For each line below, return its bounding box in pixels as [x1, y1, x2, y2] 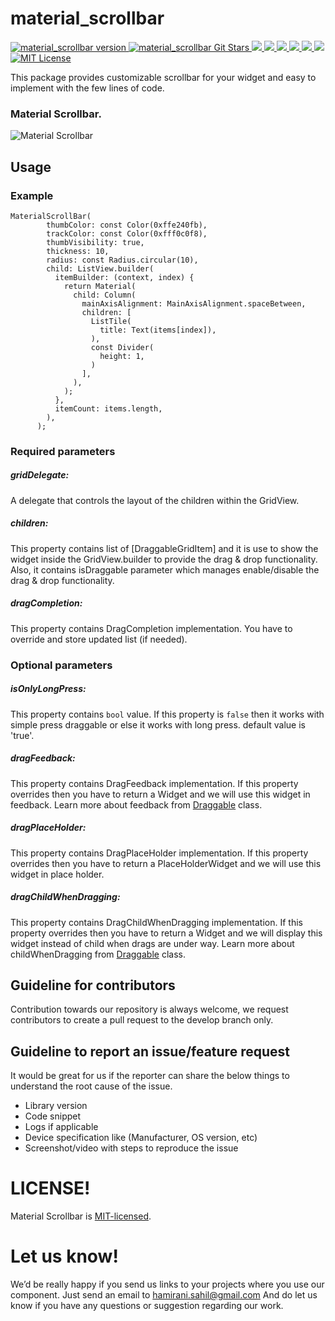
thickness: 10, [46, 246, 110, 256]
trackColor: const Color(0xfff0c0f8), [46, 228, 208, 239]
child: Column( [73, 290, 137, 300]
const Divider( [90, 342, 155, 352]
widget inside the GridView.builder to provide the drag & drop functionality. [10, 553, 318, 565]
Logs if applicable [24, 1121, 99, 1133]
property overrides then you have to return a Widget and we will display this [10, 927, 323, 939]
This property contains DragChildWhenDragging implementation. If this [10, 916, 303, 928]
